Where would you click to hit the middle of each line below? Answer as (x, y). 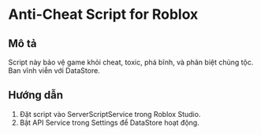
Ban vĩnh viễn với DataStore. (54, 71)
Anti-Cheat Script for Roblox (103, 15)
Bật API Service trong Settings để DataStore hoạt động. (109, 122)
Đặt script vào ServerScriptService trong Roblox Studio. (110, 114)
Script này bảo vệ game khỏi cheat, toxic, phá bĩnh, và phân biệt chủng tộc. (131, 62)
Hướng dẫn (36, 95)
